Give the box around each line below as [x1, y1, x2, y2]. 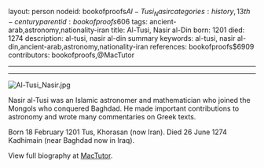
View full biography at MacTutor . [8, 151, 113, 160]
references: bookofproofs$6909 [149, 42, 255, 51]
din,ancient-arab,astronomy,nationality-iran [8, 42, 148, 51]
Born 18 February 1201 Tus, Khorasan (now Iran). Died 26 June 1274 [8, 127, 228, 137]
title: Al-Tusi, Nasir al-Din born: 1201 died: [111, 25, 245, 35]
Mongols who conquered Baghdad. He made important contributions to [8, 104, 240, 113]
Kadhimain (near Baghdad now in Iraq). [8, 135, 135, 144]
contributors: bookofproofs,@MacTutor [8, 50, 135, 60]
